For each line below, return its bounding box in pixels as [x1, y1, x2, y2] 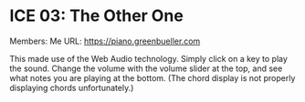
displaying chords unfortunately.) [9, 82, 134, 93]
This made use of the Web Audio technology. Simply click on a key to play [9, 53, 288, 64]
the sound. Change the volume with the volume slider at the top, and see [9, 63, 283, 74]
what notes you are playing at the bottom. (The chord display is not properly [9, 72, 296, 83]
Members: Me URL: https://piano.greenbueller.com [9, 36, 201, 46]
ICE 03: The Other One [9, 5, 184, 26]
